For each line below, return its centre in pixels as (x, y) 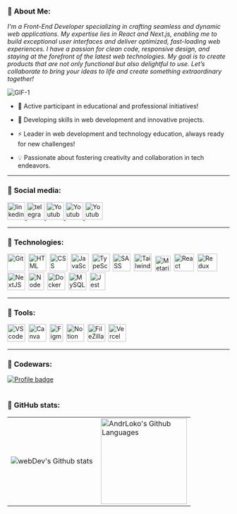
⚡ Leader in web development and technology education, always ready (121, 134)
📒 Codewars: (30, 364)
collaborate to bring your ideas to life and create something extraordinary (115, 71)
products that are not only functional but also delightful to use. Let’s (106, 64)
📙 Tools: (22, 313)
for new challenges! (46, 144)
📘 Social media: (34, 191)
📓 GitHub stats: (34, 406)
